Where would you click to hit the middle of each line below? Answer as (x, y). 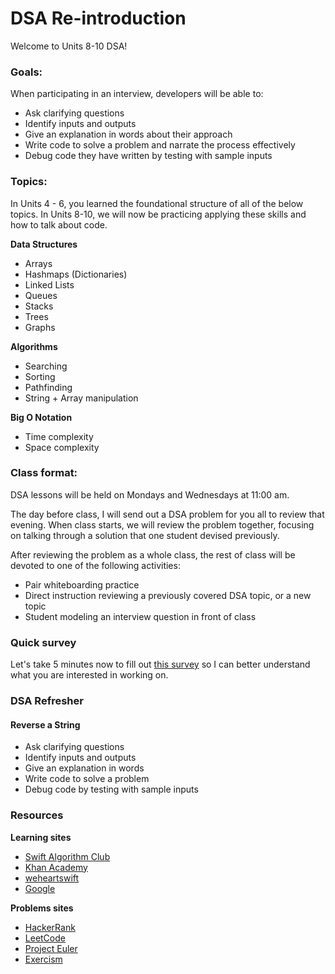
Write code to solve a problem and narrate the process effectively (160, 145)
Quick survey (43, 642)
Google (40, 888)
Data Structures (44, 244)
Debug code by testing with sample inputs (111, 789)
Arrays (38, 263)
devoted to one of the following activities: (95, 565)
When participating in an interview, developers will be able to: (137, 94)
